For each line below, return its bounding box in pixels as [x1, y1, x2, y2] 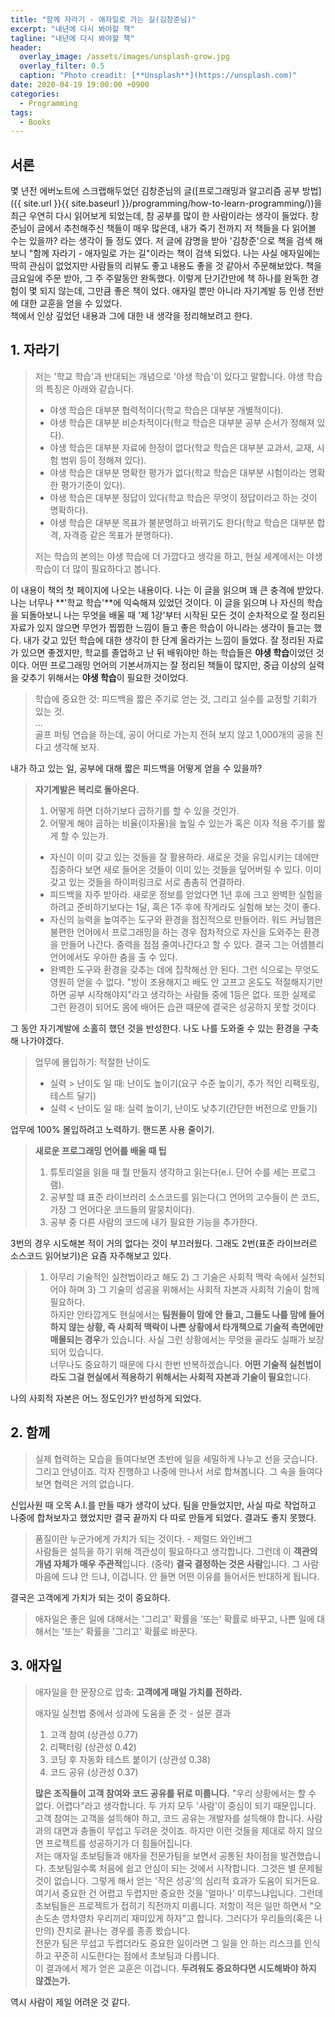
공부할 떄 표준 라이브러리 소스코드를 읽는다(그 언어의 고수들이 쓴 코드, [49, 1191, 320, 1203]
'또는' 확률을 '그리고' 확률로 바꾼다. [61, 1625, 198, 1637]
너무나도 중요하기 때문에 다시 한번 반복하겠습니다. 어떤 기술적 [49, 1358, 288, 1370]
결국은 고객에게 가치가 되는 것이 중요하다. [10, 1591, 171, 1603]
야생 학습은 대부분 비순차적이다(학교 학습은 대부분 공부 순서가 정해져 [49, 416, 315, 428]
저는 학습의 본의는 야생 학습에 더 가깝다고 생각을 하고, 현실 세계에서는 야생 [34, 550, 323, 562]
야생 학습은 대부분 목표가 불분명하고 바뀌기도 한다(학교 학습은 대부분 [49, 516, 315, 528]
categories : [10, 89, 60, 99]
